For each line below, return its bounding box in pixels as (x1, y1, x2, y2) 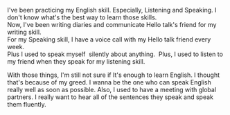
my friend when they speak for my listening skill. (7, 57, 145, 65)
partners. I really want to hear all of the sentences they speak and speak (7, 93, 213, 101)
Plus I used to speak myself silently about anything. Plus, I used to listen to (7, 50, 224, 58)
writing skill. (7, 28, 42, 36)
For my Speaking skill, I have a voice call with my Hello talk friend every (7, 35, 211, 44)
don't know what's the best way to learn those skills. (7, 13, 157, 21)
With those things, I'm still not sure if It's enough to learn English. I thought (7, 71, 220, 79)
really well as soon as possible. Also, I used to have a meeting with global (7, 86, 217, 94)
